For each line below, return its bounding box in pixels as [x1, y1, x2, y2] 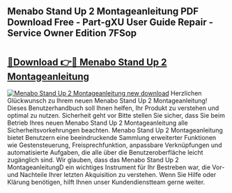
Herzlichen [170, 89, 202, 97]
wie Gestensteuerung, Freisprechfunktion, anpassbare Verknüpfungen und [7, 141, 222, 149]
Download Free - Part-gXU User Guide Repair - [7, 17, 214, 29]
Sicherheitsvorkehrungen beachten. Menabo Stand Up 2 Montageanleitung [7, 126, 223, 134]
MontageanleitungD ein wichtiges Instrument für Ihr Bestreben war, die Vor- [7, 163, 225, 171]
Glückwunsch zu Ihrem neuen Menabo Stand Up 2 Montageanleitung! [7, 97, 208, 105]
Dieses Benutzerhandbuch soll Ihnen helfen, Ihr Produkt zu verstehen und [7, 104, 219, 112]
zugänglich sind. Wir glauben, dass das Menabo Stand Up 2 [7, 156, 179, 164]
